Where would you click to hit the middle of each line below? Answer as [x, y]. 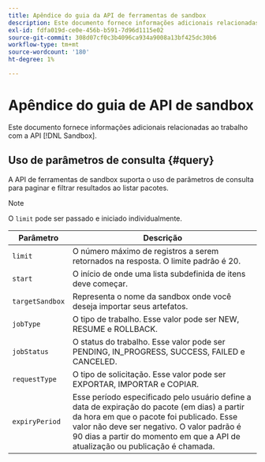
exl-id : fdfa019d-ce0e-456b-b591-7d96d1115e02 [86, 30]
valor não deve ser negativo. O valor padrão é [157, 427]
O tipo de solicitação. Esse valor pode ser [149, 374]
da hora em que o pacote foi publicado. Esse [155, 416]
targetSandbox [39, 301]
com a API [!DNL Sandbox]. [52, 136]
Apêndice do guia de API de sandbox [131, 105]
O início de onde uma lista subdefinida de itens [159, 274]
